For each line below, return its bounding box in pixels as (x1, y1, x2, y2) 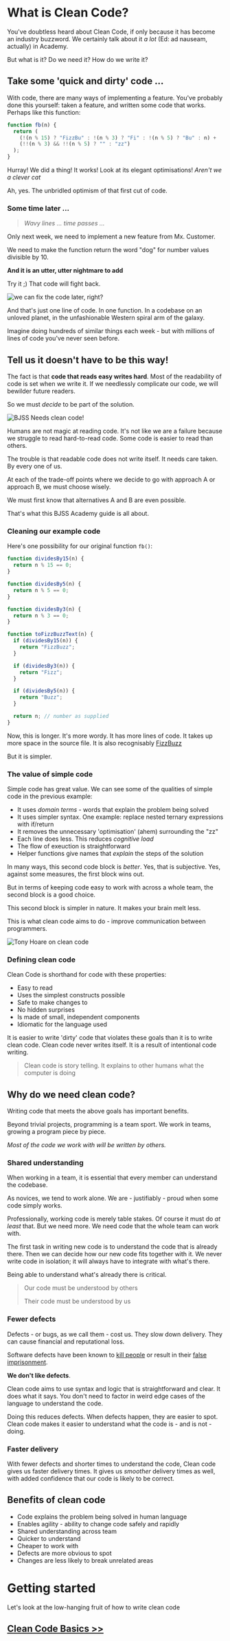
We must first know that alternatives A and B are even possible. (7, 496, 187, 504)
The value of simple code (7, 769, 93, 779)
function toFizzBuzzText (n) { (7, 631, 94, 638)
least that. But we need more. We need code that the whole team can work (7, 1222, 219, 1230)
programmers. (7, 925, 48, 933)
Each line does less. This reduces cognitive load (16, 835, 154, 843)
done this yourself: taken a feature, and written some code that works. (7, 101, 206, 109)
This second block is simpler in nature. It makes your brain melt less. (7, 904, 201, 912)
